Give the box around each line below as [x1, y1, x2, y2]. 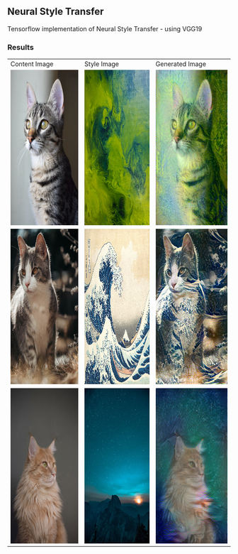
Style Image [84, 60, 119, 68]
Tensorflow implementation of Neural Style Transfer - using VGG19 [7, 24, 203, 33]
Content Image [10, 60, 54, 68]
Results [7, 42, 34, 52]
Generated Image [155, 60, 207, 68]
